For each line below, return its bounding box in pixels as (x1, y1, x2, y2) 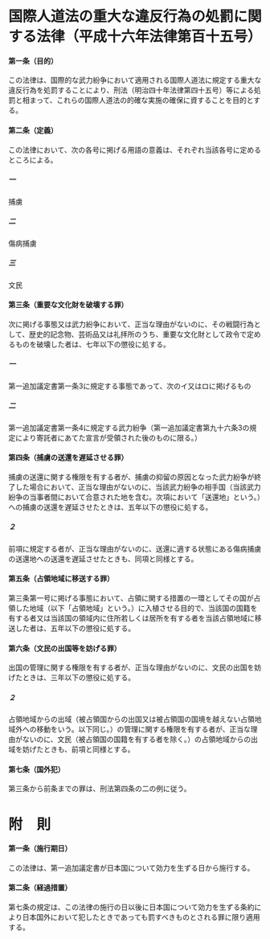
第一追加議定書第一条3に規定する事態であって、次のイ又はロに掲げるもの (8, 381, 252, 391)
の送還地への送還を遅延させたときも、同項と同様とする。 (8, 554, 198, 564)
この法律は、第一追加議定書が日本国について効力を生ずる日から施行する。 (8, 863, 255, 872)
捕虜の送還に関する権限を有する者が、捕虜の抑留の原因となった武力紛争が (8, 472, 255, 482)
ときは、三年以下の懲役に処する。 (22, 673, 135, 683)
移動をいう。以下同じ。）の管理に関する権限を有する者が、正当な (35, 724, 251, 734)
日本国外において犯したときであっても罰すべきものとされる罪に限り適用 (22, 912, 260, 921)
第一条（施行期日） (8, 843, 72, 853)
